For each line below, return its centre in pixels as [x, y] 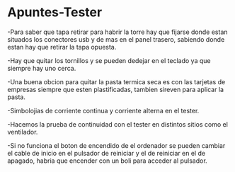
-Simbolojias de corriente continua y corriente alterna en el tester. [103, 110]
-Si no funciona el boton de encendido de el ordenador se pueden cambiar [116, 145]
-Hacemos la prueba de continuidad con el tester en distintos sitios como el [118, 124]
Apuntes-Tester [55, 12]
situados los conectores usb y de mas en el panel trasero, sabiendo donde [116, 39]
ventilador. [23, 132]
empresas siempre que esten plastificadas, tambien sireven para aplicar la [116, 89]
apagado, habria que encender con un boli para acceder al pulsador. [107, 161]
